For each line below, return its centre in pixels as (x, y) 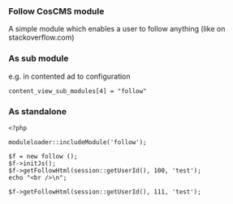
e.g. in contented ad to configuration (70, 76)
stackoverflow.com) (41, 37)
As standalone (38, 111)
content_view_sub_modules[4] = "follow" (78, 91)
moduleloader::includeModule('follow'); (78, 142)
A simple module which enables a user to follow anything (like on (117, 29)
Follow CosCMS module (56, 11)
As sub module (39, 58)
